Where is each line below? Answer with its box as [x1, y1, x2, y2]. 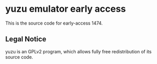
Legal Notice [5, 35, 47, 44]
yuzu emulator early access [5, 3, 126, 15]
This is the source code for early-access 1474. [5, 20, 103, 26]
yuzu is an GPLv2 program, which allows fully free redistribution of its [5, 48, 152, 54]
